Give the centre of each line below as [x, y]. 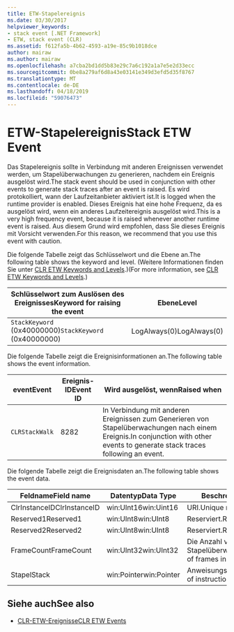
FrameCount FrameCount [51, 550]
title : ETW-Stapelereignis [46, 14]
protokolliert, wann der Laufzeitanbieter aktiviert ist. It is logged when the [111, 196]
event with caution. [35, 241]
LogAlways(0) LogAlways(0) [177, 331]
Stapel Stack [31, 575]
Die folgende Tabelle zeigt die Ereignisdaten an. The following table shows [113, 471]
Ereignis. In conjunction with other [157, 436]
